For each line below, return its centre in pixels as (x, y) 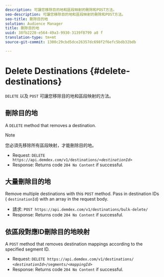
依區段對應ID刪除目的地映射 (48, 232)
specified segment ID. (27, 249)
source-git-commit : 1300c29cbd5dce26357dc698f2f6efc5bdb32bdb (71, 42)
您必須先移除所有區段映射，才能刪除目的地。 (51, 145)
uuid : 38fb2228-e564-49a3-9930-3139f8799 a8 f (54, 33)
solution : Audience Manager (34, 24)
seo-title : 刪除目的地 (27, 19)
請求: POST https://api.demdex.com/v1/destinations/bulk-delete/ (80, 209)
